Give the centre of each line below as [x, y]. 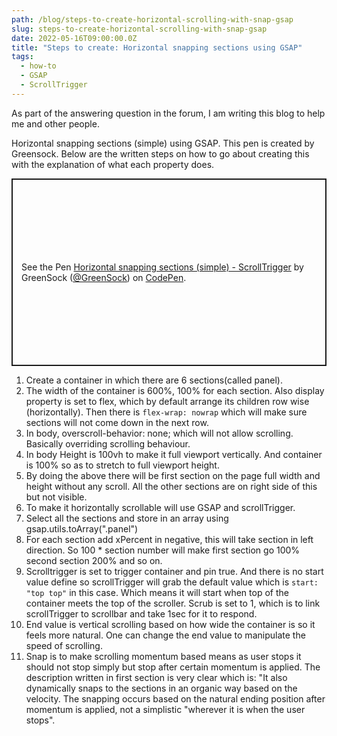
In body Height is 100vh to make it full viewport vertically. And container [174, 454]
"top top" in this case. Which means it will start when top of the [157, 592]
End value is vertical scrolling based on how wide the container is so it [170, 624]
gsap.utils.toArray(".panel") [82, 528]
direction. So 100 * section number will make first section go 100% [163, 550]
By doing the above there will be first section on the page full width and [173, 475]
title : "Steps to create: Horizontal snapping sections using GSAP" [157, 47]
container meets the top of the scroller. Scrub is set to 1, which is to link [173, 603]
